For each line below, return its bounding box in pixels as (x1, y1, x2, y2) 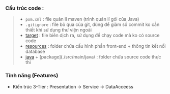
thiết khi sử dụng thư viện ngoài (25, 27, 92, 33)
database (25, 48, 45, 55)
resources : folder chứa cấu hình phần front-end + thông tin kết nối (25, 43, 166, 49)
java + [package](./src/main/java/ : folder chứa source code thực (25, 54, 161, 60)
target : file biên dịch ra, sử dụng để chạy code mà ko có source (25, 33, 160, 39)
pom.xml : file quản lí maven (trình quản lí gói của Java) (25, 16, 139, 22)
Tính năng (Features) (5, 72, 59, 79)
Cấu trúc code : (5, 5, 44, 12)
